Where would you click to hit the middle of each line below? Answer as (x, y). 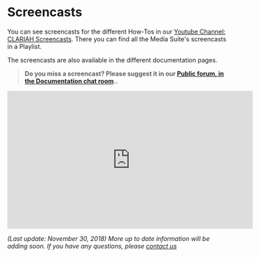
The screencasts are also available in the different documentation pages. (112, 60)
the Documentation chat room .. (71, 81)
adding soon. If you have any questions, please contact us (92, 246)
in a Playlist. (25, 46)
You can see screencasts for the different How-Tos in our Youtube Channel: (116, 32)
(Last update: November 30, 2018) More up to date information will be (109, 238)
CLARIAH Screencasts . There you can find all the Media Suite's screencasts (117, 39)
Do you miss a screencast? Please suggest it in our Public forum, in (124, 74)
